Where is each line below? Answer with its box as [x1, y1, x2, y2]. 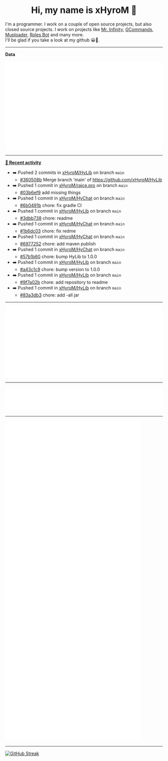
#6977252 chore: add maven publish [19, 241, 96, 247]
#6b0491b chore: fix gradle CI [19, 202, 82, 208]
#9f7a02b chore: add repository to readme [19, 279, 108, 285]
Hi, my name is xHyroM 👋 [31, 4, 137, 16]
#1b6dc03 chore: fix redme [19, 228, 76, 234]
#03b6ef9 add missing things [19, 189, 81, 195]
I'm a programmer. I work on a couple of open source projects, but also [5, 21, 152, 27]
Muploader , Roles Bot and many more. [5, 31, 84, 37]
